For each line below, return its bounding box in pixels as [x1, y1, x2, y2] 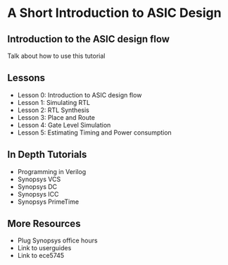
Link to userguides [17, 244, 72, 252]
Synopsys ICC [17, 190, 59, 198]
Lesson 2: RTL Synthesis [17, 106, 89, 114]
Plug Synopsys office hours [17, 236, 98, 245]
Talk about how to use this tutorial [7, 51, 106, 60]
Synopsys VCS [17, 175, 61, 183]
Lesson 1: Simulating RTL [17, 98, 90, 106]
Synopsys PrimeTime [17, 197, 80, 206]
